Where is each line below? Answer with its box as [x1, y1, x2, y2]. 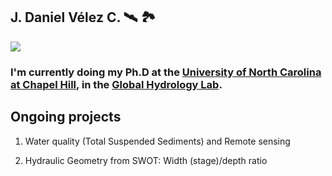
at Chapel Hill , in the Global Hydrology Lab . [10, 77, 223, 91]
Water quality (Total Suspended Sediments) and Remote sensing [24, 135, 291, 147]
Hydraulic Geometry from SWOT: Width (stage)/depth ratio [24, 154, 268, 166]
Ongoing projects [10, 109, 122, 126]
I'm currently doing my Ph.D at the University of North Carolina [10, 65, 322, 79]
